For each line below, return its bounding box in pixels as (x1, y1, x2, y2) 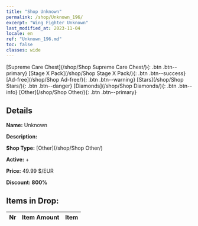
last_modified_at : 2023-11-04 (6, 25, 81, 31)
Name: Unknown (6, 121, 48, 128)
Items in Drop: (6, 196, 59, 206)
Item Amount (21, 214, 60, 222)
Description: (6, 133, 37, 140)
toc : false (6, 42, 33, 48)
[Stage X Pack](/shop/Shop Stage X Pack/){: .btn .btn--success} (28, 69, 186, 77)
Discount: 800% (6, 179, 48, 186)
